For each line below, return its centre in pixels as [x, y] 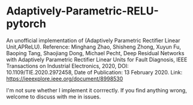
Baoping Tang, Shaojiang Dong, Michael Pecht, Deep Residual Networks [95, 53]
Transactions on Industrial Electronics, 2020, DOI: [67, 66]
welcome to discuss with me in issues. [54, 97]
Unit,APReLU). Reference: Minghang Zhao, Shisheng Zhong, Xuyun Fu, [94, 47]
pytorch [26, 24]
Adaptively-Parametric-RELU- [82, 11]
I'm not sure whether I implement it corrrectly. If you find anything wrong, [96, 90]
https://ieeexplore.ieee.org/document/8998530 [65, 79]
